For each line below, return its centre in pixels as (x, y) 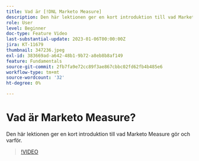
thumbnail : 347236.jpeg (36, 50)
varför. (14, 140)
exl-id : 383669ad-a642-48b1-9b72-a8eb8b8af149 (65, 56)
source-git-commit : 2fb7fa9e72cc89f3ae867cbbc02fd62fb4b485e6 (84, 67)
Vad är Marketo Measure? (71, 117)
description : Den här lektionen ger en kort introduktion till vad (91, 17)
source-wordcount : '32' (36, 78)
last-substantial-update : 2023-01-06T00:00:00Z (66, 39)
